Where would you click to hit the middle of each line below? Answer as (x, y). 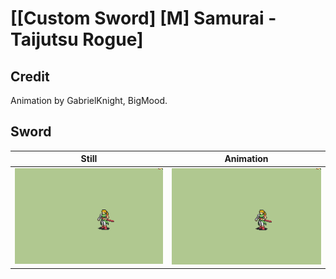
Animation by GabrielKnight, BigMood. (89, 100)
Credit (30, 76)
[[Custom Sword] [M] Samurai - (143, 18)
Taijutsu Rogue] (77, 39)
